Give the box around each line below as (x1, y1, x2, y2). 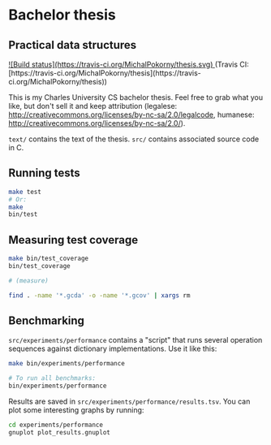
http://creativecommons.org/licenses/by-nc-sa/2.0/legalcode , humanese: (8, 110, 255, 119)
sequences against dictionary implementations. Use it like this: (8, 343, 217, 354)
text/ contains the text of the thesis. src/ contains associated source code (8, 134, 260, 144)
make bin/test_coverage (8, 254, 89, 263)
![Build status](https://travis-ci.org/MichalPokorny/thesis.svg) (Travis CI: (8, 59, 249, 69)
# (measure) (8, 276, 49, 285)
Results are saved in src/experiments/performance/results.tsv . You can (8, 396, 251, 407)
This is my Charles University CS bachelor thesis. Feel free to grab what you (8, 93, 264, 102)
